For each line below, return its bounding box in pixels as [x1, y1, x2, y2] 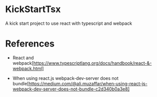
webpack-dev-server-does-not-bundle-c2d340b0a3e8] [12, 86, 130, 92]
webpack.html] [12, 65, 44, 71]
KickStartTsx [5, 4, 61, 15]
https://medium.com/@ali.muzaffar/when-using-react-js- [28, 80, 148, 86]
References [5, 38, 55, 50]
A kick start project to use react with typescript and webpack [5, 20, 132, 26]
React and [12, 55, 34, 61]
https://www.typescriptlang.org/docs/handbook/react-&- [33, 60, 152, 66]
